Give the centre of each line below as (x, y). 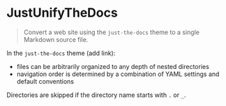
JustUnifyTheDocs (62, 13)
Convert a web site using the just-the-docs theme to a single (112, 32)
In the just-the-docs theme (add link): (61, 53)
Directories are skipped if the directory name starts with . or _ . (96, 95)
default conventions (45, 81)
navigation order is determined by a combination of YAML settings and (118, 74)
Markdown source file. (56, 39)
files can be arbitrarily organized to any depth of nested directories (113, 66)
